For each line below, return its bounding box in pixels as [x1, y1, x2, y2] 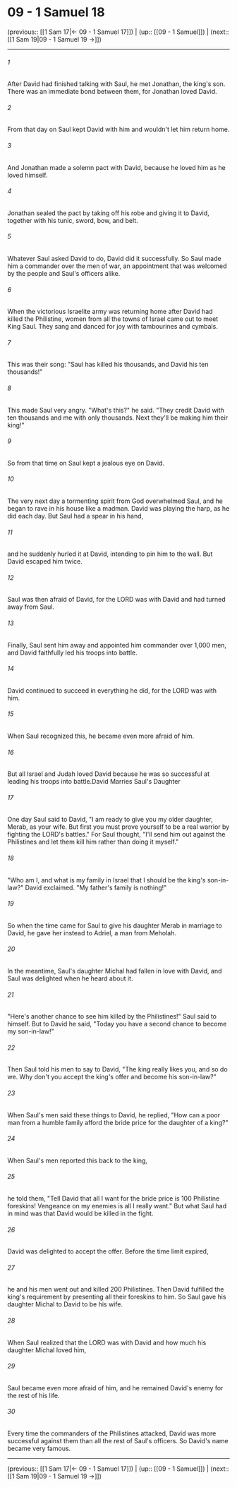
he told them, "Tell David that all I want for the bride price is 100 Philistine [7, 1194, 220, 1203]
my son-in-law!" [7, 1027, 54, 1036]
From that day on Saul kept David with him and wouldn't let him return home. [7, 125, 230, 134]
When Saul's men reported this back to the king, [7, 1156, 148, 1165]
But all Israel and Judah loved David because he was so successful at [7, 770, 210, 778]
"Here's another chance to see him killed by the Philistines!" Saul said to [7, 1012, 217, 1021]
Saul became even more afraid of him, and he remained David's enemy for [7, 1383, 224, 1392]
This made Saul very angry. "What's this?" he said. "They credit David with [7, 406, 224, 414]
